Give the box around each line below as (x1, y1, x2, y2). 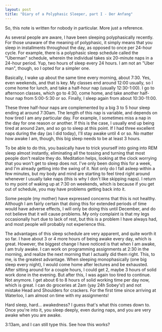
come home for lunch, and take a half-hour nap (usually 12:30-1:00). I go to (5, 85, 155, 91)
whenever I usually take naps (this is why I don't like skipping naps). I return (5, 175, 156, 182)
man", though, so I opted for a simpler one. (5, 65, 90, 71)
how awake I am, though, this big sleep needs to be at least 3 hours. (5, 135, 141, 141)
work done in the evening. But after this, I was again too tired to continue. (5, 272, 151, 278)
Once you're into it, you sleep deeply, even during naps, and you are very (5, 307, 151, 313)
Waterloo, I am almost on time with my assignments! (5, 292, 109, 298)
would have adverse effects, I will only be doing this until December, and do (5, 206, 156, 211)
